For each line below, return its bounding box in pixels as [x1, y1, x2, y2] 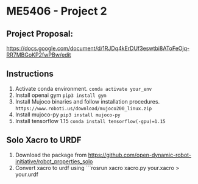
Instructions [6, 69, 54, 79]
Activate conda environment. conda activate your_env [15, 85, 152, 92]
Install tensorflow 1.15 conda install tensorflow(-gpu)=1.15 [15, 117, 166, 124]
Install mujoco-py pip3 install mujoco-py [15, 111, 121, 118]
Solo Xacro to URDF [6, 135, 82, 146]
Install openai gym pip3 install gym [15, 91, 107, 99]
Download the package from [15, 151, 87, 158]
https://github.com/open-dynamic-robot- [88, 151, 192, 158]
